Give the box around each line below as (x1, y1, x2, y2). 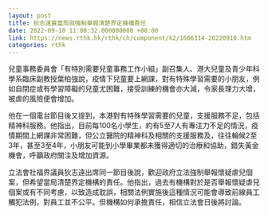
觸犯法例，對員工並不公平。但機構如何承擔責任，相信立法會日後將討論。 (8, 197, 246, 207)
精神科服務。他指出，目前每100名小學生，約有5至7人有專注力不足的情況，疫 (8, 121, 259, 130)
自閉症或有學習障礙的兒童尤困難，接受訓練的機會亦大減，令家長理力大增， (14, 84, 260, 94)
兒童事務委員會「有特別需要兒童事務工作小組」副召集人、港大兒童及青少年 (8, 64, 253, 74)
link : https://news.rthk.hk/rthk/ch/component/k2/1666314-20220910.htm (8, 33, 251, 42)
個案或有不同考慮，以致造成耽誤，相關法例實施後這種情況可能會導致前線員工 (8, 188, 260, 197)
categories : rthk (8, 41, 66, 49)
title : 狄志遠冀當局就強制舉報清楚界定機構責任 (8, 19, 147, 27)
